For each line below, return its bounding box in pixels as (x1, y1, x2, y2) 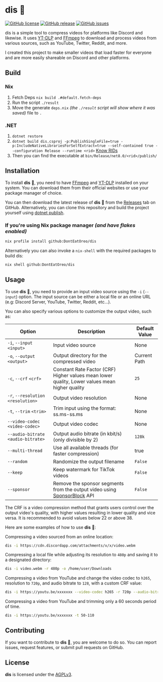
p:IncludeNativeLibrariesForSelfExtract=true (12, 143, 106, 148)
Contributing (5, 626, 45, 635)
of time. (5, 604, 20, 610)
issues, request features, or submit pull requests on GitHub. (5, 644, 124, 650)
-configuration (12, 148, 43, 153)
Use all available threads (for (53, 444, 118, 451)
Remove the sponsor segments (53, 480, 124, 487)
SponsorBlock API (53, 492, 95, 499)
